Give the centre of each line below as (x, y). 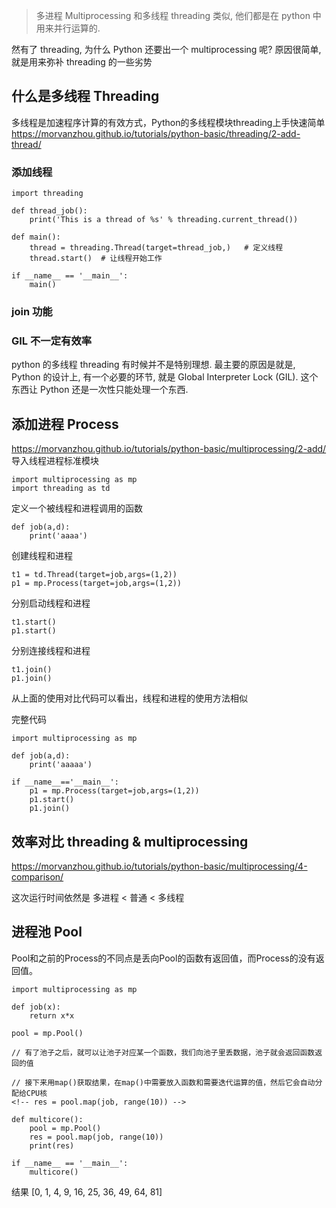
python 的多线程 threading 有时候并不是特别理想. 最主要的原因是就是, (153, 365)
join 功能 (32, 312)
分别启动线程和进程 (51, 603)
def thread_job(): (49, 211)
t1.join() (32, 670)
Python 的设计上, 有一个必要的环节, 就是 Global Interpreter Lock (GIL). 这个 (165, 377)
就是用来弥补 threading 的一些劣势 (82, 62)
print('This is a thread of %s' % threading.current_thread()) (164, 220)
